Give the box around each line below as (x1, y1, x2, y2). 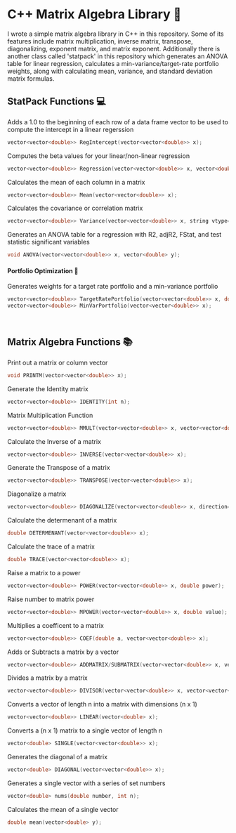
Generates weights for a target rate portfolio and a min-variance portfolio (7, 282, 218, 291)
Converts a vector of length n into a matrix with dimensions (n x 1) (7, 700, 198, 709)
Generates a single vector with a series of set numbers (7, 779, 166, 787)
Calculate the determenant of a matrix (7, 516, 117, 525)
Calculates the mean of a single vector (7, 805, 119, 813)
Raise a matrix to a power (7, 568, 81, 577)
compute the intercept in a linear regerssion (7, 125, 134, 133)
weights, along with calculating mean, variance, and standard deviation (7, 67, 213, 75)
